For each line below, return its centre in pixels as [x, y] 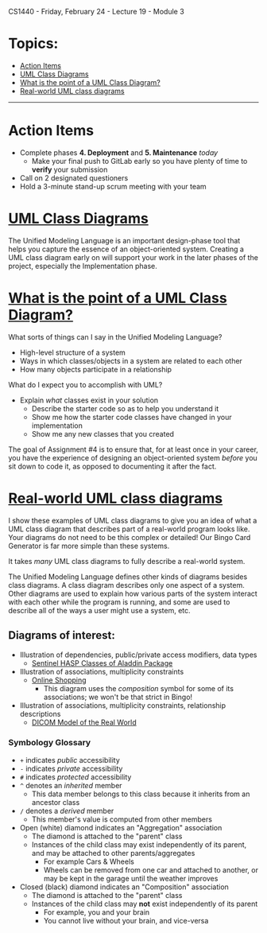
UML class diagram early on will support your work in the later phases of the [133, 257]
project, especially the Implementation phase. [83, 266]
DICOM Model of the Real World [84, 722]
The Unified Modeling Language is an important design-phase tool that [124, 240]
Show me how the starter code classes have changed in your [132, 417]
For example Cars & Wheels [89, 861]
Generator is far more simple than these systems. [89, 546]
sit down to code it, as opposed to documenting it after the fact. [112, 466]
